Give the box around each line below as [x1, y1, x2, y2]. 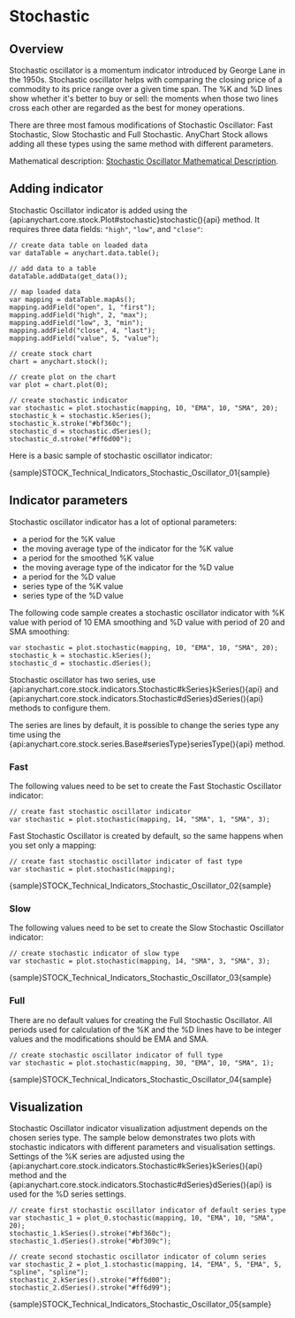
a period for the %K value [21, 533, 116, 544]
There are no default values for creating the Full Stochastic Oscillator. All [9, 1014, 273, 1025]
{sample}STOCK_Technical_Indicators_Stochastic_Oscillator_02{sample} [9, 880, 272, 891]
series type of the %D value [21, 590, 124, 601]
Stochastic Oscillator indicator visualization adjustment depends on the [9, 1123, 268, 1134]
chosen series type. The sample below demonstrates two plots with [9, 1132, 256, 1144]
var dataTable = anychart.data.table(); [9, 248, 161, 258]
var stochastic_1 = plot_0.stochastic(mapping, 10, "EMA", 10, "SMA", [9, 1213, 275, 1223]
